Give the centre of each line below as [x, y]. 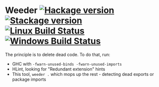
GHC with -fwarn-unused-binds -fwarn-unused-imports [67, 64]
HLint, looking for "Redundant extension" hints [59, 69]
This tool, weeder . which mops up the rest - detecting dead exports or [83, 74]
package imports [29, 79]
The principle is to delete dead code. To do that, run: [58, 54]
